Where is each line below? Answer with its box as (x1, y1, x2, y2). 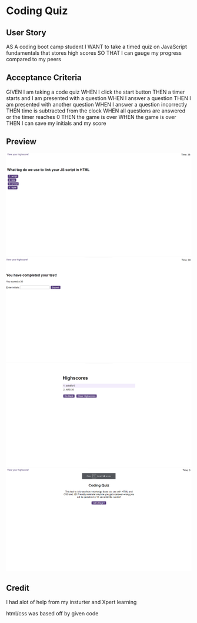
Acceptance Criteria (6, 72, 82, 83)
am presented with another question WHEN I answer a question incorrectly (6, 101, 188, 108)
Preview (6, 137, 37, 147)
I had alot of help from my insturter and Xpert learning (6, 599, 137, 606)
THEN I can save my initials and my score (6, 120, 106, 127)
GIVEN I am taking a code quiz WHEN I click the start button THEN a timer (6, 88, 185, 95)
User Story (6, 28, 46, 38)
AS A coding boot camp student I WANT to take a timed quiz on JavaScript (6, 43, 187, 50)
